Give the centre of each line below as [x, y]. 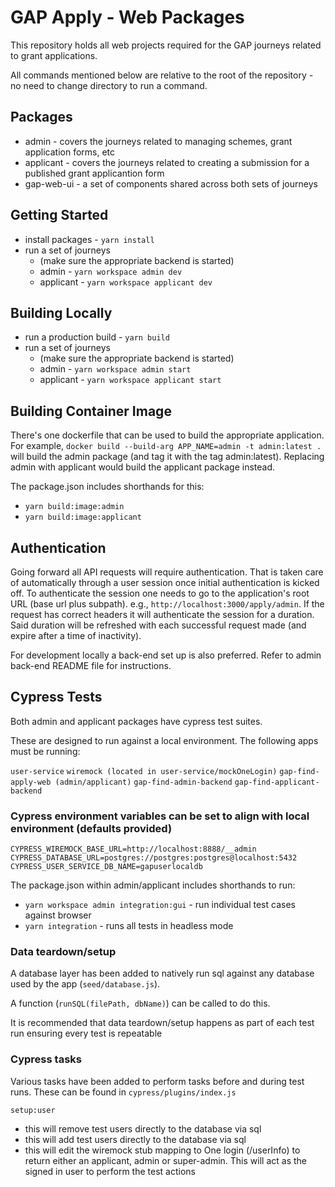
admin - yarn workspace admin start [115, 369]
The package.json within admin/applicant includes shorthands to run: [153, 885]
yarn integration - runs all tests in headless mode [129, 926]
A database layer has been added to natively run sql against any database [162, 973]
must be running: [45, 751]
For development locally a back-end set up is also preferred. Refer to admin [166, 655]
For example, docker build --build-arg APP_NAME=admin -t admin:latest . [166, 446]
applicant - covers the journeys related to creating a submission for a [167, 162]
